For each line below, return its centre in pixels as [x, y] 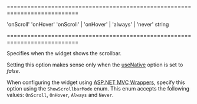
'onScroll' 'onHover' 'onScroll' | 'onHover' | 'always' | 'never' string [88, 24]
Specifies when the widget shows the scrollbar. [64, 53]
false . [14, 71]
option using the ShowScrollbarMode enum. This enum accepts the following [98, 88]
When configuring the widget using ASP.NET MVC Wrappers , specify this [96, 82]
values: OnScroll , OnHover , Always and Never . [60, 95]
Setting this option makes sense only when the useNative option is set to [95, 65]
